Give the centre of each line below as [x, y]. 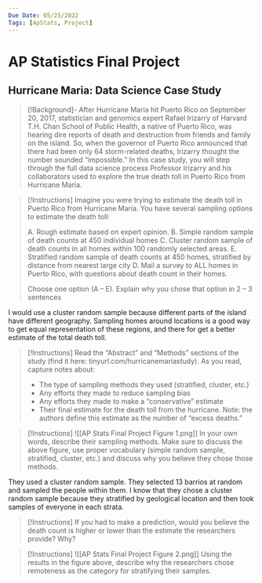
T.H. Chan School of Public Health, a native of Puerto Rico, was [129, 126]
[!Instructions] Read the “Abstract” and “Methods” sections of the [133, 352]
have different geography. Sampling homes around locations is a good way [129, 321]
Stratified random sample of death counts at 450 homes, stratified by [139, 257]
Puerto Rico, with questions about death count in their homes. [127, 273]
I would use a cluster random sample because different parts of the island [127, 312]
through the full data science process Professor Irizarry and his [129, 168]
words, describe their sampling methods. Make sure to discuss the [135, 442]
